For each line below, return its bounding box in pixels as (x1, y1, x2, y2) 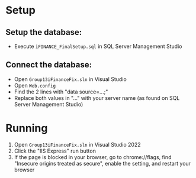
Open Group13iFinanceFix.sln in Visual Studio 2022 (14, 141, 141, 148)
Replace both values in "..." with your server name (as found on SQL (14, 94, 180, 101)
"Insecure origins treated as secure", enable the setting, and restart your (14, 160, 191, 167)
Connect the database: (5, 60, 92, 70)
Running (5, 122, 48, 135)
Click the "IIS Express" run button (14, 147, 96, 154)
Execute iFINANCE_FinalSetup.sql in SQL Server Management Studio (14, 43, 182, 50)
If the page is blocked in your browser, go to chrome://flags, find (14, 153, 172, 160)
